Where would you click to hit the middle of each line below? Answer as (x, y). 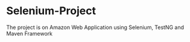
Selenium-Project (51, 11)
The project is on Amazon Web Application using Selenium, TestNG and (95, 27)
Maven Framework (30, 33)
